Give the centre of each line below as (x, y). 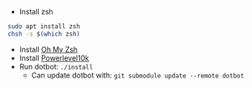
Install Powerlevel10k (54, 58)
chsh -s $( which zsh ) (44, 34)
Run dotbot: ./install (56, 66)
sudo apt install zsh (44, 27)
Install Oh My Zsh (48, 49)
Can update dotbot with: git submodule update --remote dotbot (138, 75)
